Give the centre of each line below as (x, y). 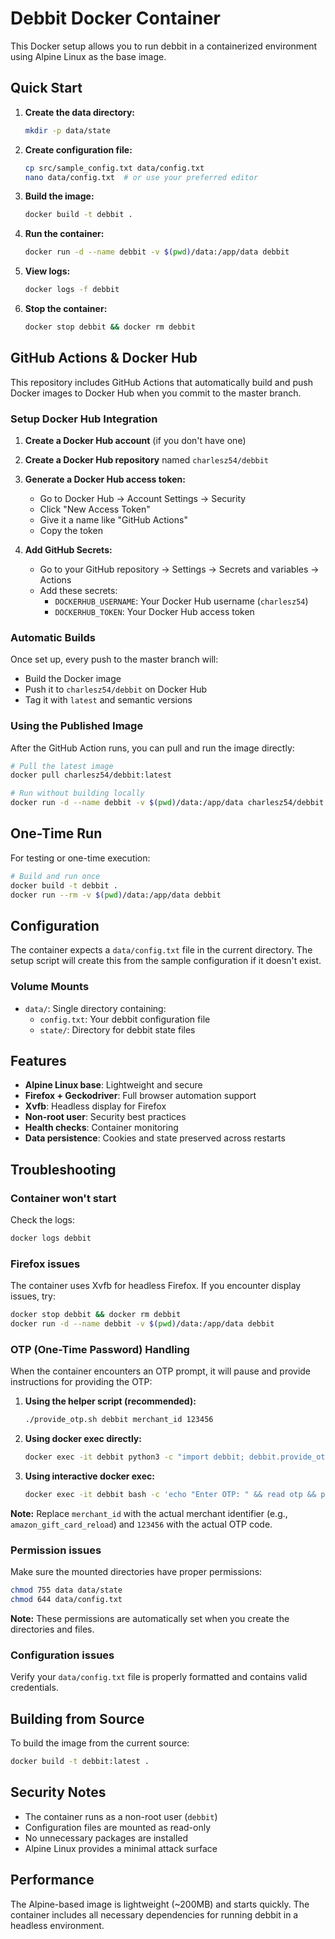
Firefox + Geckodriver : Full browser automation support (140, 1096)
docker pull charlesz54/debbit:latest (91, 775)
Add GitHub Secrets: (68, 549)
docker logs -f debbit (72, 290)
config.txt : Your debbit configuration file (125, 1019)
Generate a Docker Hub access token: (105, 479)
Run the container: (64, 234)
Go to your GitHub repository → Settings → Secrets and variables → (179, 569)
